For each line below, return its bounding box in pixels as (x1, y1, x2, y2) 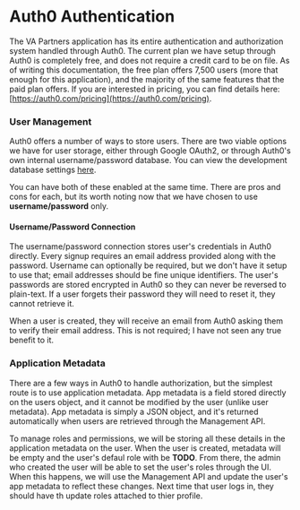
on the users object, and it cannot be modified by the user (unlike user (9, 396, 269, 407)
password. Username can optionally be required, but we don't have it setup (9, 260, 287, 271)
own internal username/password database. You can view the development (9, 155, 288, 166)
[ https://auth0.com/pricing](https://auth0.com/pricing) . (9, 92, 212, 104)
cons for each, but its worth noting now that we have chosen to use (9, 191, 258, 203)
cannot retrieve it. (9, 298, 74, 309)
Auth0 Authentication (9, 6, 176, 27)
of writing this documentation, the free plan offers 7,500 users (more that (9, 65, 279, 75)
